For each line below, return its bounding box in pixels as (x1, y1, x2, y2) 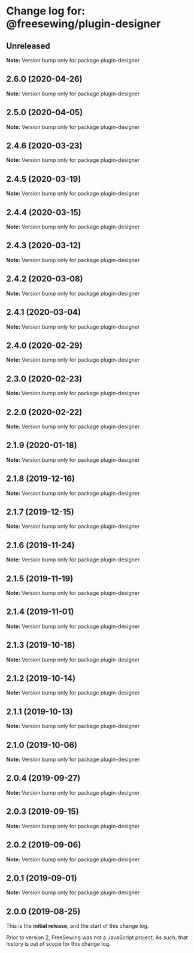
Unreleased (6, 41, 51, 51)
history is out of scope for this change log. (6, 940, 111, 948)
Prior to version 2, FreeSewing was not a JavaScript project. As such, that (6, 934, 188, 941)
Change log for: (6, 4, 86, 18)
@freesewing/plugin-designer (6, 17, 161, 31)
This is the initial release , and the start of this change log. (6, 922, 149, 930)
